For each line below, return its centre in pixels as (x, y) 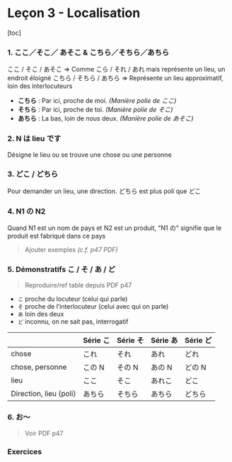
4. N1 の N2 (27, 211)
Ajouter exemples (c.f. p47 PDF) (71, 250)
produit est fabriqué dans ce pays (57, 236)
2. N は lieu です (34, 138)
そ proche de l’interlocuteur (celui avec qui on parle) (93, 307)
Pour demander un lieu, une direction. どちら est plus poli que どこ (104, 191)
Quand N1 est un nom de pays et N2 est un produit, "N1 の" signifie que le (114, 228)
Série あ (164, 341)
